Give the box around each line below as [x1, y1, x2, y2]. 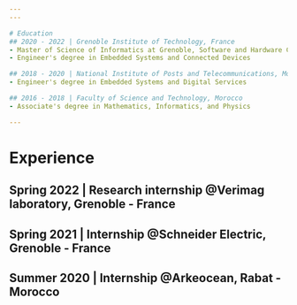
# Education [9, 28, 53, 38]
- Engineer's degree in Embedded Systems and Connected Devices [9, 54, 251, 63]
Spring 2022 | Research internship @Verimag [9, 183, 265, 198]
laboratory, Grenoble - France [9, 196, 176, 212]
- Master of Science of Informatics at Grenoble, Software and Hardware [9, 45, 283, 54]
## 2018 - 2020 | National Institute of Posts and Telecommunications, [9, 70, 278, 79]
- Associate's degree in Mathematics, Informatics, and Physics [9, 102, 251, 111]
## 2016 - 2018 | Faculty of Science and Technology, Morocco [9, 94, 243, 103]
